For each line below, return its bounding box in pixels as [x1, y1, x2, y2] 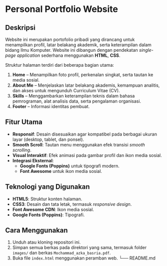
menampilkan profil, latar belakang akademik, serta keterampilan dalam [5, 42, 152, 48]
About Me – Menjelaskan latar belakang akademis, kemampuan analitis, [12, 82, 160, 88]
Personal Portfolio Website [5, 3, 118, 15]
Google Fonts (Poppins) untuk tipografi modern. [19, 163, 120, 169]
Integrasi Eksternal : [12, 157, 54, 163]
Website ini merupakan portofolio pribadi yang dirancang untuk [5, 36, 135, 42]
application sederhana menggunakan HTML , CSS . [16, 52, 121, 58]
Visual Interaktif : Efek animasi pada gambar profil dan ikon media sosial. [12, 152, 162, 158]
